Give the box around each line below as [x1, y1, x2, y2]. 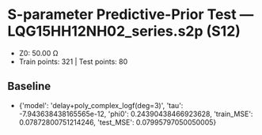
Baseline [7, 80, 51, 93]
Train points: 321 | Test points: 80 [18, 57, 128, 66]
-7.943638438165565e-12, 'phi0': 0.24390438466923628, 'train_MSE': [18, 109, 253, 118]
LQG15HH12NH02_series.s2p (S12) [7, 22, 241, 40]
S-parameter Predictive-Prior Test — [7, 6, 254, 24]
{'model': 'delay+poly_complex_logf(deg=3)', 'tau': [18, 100, 184, 110]
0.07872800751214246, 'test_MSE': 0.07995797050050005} [18, 117, 217, 127]
